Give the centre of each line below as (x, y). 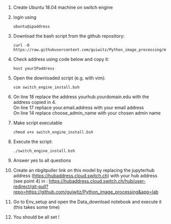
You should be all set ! (36, 217)
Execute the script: (33, 142)
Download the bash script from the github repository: (69, 36)
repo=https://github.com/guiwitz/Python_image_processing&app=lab (86, 192)
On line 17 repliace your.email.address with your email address (78, 107)
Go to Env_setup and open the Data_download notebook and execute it (87, 202)
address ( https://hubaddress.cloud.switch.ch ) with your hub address (85, 176)
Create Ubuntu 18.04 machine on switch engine (63, 7)
